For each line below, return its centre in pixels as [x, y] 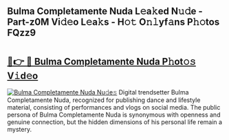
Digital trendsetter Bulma [154, 92]
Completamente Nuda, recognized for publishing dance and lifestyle [104, 100]
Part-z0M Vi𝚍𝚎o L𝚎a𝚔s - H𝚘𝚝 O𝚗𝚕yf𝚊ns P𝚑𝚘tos [113, 22]
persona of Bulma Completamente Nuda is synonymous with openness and [114, 114]
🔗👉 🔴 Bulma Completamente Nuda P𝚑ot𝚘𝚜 [101, 61]
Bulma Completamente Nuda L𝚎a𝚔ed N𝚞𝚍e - [105, 11]
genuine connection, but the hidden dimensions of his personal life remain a [115, 122]
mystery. [20, 129]
